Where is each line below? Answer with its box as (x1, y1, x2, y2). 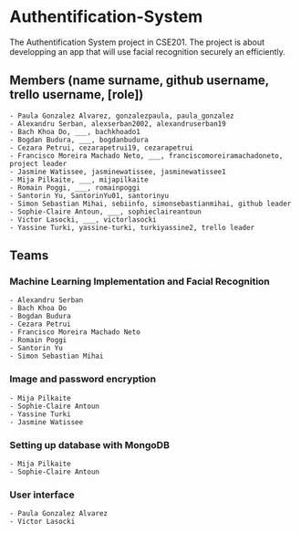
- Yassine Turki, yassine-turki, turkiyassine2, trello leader (9, 223, 255, 232)
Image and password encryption (9, 372, 157, 385)
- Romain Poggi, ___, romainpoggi (9, 183, 141, 193)
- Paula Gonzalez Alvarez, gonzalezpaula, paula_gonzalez (9, 111, 234, 120)
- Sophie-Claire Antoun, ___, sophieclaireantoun (9, 207, 202, 216)
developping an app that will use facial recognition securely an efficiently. (9, 46, 285, 57)
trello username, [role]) (9, 87, 144, 102)
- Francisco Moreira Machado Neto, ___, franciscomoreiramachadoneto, (9, 151, 284, 161)
